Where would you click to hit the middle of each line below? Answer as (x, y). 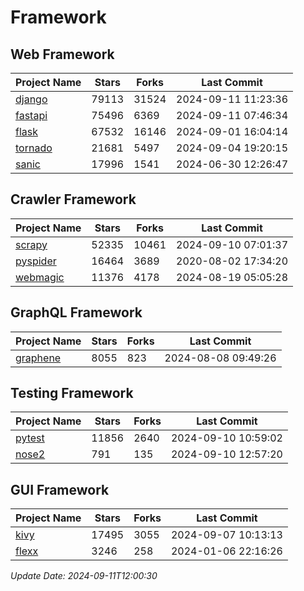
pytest (30, 438)
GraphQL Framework (76, 312)
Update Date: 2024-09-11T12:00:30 (84, 576)
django (31, 99)
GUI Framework (60, 489)
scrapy (31, 244)
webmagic (40, 277)
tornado (34, 148)
